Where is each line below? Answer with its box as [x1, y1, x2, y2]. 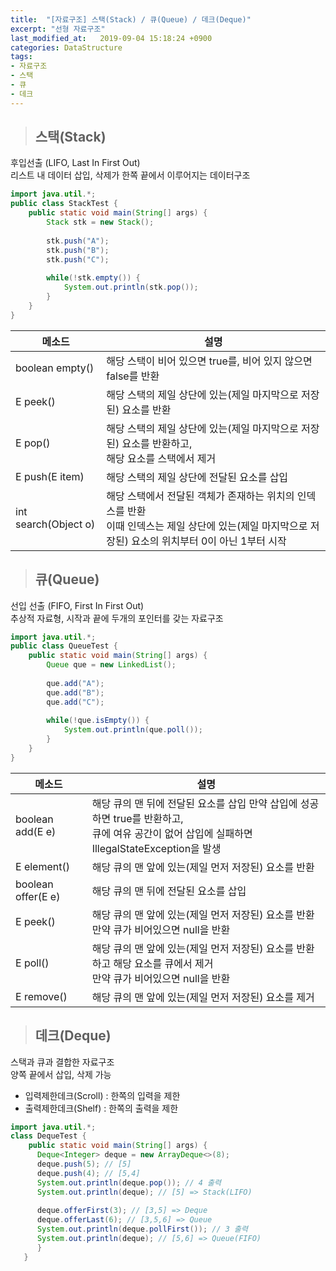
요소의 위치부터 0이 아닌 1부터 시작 [131, 534, 287, 548]
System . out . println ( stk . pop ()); [63, 282, 199, 293]
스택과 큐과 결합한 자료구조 [10, 1056, 115, 1068]
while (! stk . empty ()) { [46, 273, 141, 283]
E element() [15, 859, 70, 873]
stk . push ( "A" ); [46, 236, 110, 246]
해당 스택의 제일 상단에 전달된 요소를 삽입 [106, 470, 289, 484]
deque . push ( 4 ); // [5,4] [36, 1168, 141, 1178]
